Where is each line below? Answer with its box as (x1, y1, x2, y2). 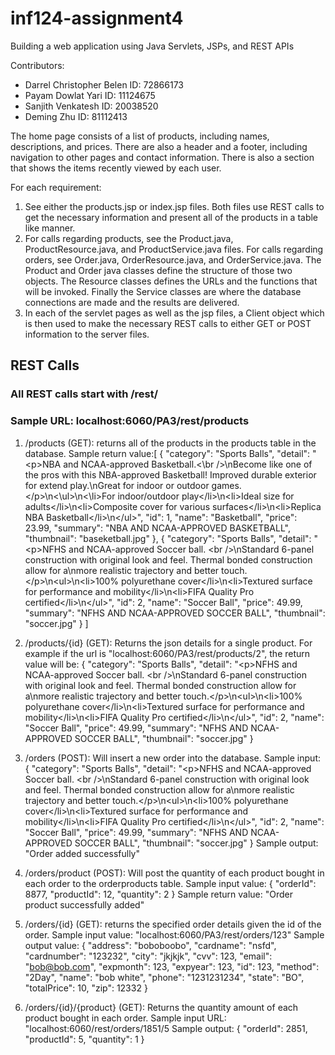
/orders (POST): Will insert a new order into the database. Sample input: (24, 752, 321, 764)
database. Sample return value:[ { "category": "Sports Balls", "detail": (24, 447, 311, 459)
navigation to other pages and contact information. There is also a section (10, 151, 315, 163)
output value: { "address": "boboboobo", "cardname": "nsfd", (24, 939, 277, 951)
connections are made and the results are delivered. (24, 296, 240, 308)
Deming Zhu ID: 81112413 (24, 110, 128, 122)
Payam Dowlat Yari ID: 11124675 (24, 89, 156, 101)
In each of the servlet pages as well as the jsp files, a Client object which (24, 307, 325, 319)
